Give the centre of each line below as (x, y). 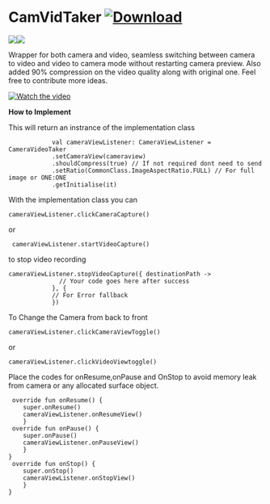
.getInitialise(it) (84, 185)
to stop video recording (47, 259)
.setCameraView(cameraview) (99, 156)
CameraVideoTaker (38, 149)
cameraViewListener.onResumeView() (83, 414)
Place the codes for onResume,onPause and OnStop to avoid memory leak (133, 376)
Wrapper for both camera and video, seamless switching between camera (132, 55)
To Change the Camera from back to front (78, 317)
